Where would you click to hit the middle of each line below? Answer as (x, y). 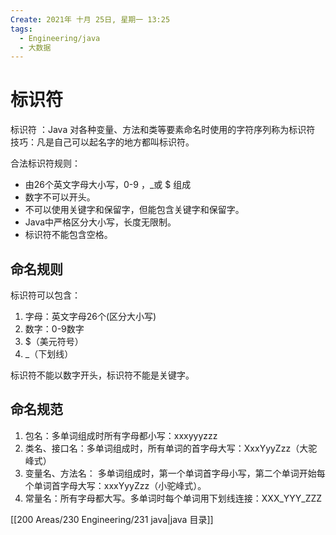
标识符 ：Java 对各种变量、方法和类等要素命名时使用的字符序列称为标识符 (163, 130)
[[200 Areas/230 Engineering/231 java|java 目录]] (112, 519)
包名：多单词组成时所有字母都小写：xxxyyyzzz (121, 435)
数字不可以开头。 (60, 197)
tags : (21, 29)
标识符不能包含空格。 (68, 235)
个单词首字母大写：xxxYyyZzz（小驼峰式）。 (115, 485)
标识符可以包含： (45, 295)
